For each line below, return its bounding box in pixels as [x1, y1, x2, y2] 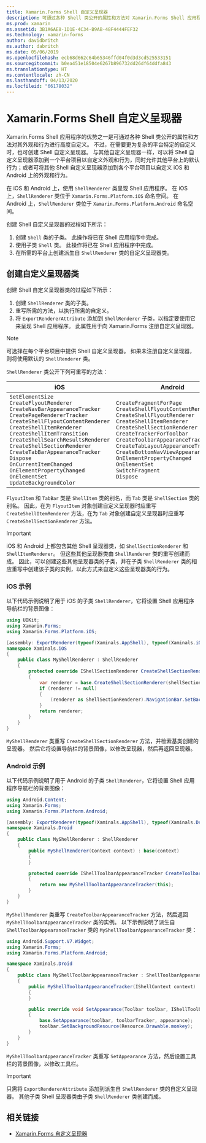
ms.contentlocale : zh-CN [6, 72, 70, 78]
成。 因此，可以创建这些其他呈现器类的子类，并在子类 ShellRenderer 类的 [6, 557, 192, 565]
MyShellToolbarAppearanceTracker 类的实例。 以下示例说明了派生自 [6, 918, 175, 926]
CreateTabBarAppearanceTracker [9, 448, 101, 455]
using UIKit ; [6, 617, 40, 623]
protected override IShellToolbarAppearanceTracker [28, 870, 164, 876]
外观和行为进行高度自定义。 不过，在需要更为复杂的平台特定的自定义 [22, 141, 196, 148]
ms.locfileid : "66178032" [6, 84, 72, 90]
